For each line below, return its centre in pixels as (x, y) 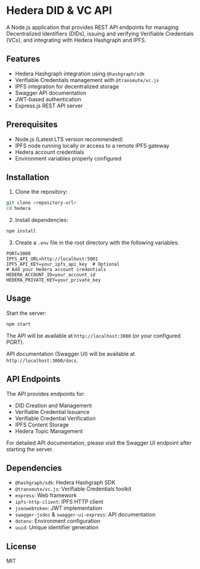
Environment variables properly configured (68, 158)
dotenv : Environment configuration (58, 521)
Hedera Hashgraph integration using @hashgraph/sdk (80, 74)
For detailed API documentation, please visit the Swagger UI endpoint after (99, 443)
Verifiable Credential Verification (55, 418)
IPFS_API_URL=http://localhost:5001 (52, 259)
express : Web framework (46, 495)
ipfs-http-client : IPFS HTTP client (59, 502)
